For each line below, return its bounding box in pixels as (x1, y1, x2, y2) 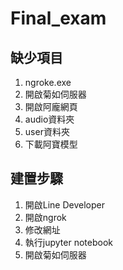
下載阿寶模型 (24, 138, 78, 150)
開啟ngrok (24, 211, 67, 223)
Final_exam (10, 7, 107, 30)
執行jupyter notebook (24, 236, 113, 248)
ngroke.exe (24, 77, 72, 88)
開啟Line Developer (24, 198, 106, 211)
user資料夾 (24, 126, 70, 137)
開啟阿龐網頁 (24, 101, 78, 112)
